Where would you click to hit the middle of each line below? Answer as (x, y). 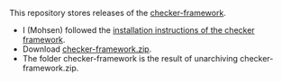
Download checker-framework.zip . (87, 49)
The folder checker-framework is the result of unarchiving (130, 58)
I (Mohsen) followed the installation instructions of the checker (138, 30)
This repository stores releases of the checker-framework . (118, 13)
